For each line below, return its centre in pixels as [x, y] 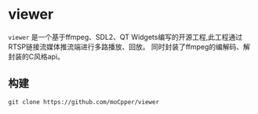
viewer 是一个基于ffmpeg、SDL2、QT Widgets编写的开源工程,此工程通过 [125, 37]
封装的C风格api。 [36, 56]
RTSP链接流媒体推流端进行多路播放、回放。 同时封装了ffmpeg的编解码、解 [129, 46]
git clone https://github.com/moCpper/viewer [84, 102]
